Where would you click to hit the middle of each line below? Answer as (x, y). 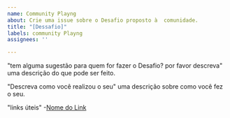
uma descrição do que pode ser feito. (62, 73)
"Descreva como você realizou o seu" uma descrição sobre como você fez (115, 87)
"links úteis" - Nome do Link (47, 108)
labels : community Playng (45, 33)
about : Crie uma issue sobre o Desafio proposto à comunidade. (103, 20)
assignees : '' (28, 40)
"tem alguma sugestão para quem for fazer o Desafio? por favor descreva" (115, 66)
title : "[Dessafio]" (37, 27)
